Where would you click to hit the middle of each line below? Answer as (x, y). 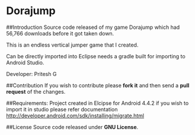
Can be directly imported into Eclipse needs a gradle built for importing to (96, 56)
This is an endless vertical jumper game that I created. (72, 45)
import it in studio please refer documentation (62, 109)
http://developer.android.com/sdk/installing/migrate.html (75, 116)
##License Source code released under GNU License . (72, 127)
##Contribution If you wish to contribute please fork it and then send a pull (98, 85)
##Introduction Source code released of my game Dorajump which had (93, 27)
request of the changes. (36, 91)
